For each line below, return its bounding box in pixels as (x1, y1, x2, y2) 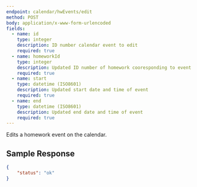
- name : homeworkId (11, 53, 60, 59)
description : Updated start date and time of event (17, 87, 148, 93)
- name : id (11, 31, 39, 37)
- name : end (11, 98, 42, 104)
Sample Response (6, 148, 75, 159)
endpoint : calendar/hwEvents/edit (6, 8, 93, 15)
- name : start (11, 76, 47, 82)
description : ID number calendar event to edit (17, 43, 138, 49)
